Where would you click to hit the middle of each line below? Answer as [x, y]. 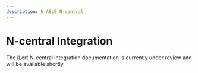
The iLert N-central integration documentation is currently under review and [99, 58]
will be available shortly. [36, 64]
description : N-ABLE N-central [45, 12]
